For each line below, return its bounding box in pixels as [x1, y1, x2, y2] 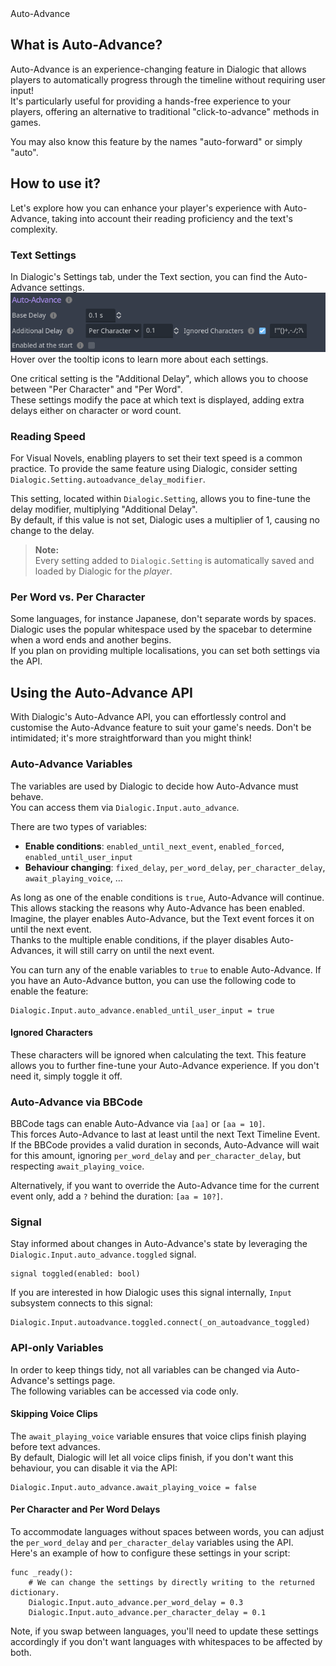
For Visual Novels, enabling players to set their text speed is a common [10, 452, 303, 464]
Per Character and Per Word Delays [10, 1503, 161, 1516]
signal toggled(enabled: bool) [10, 1269, 141, 1279]
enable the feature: [10, 985, 89, 997]
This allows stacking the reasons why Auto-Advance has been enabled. [10, 902, 305, 914]
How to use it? [10, 175, 101, 192]
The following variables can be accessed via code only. [10, 1385, 239, 1397]
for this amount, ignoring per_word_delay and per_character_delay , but [10, 1150, 302, 1162]
